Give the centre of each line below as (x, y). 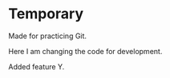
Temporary (46, 14)
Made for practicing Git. (47, 36)
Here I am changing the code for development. (85, 51)
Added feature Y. (36, 66)
